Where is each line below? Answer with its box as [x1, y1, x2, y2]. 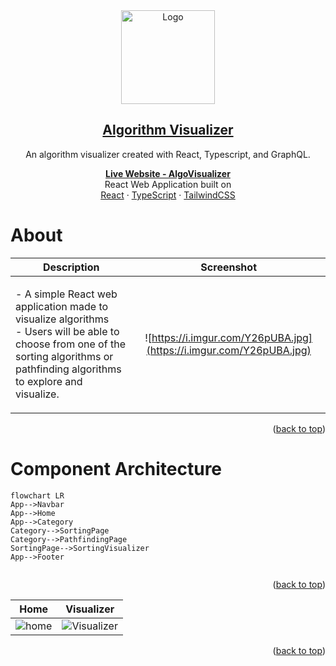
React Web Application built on [104, 178, 232, 190]
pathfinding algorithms [15, 362, 122, 376]
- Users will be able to [15, 324, 120, 338]
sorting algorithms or [15, 349, 114, 363]
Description [42, 260, 100, 274]
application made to [15, 299, 109, 313]
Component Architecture [10, 457, 223, 480]
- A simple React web [15, 287, 118, 301]
